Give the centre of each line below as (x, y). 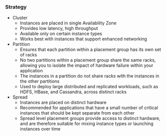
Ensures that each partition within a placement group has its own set (90, 50)
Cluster (20, 18)
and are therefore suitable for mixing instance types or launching (86, 124)
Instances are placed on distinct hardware (63, 103)
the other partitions (40, 81)
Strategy (16, 7)
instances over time (40, 129)
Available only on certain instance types (61, 34)
